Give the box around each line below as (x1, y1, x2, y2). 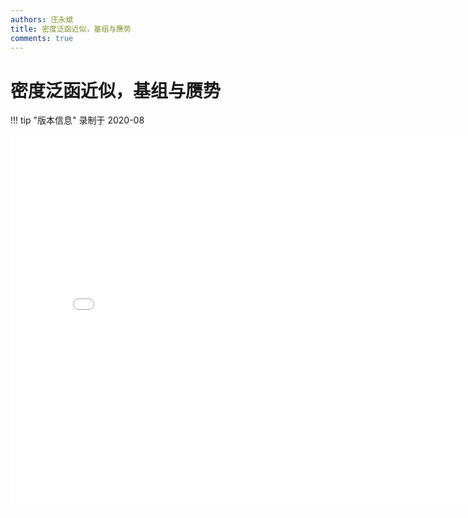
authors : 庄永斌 (10, 14, 74, 25)
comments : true (10, 33, 74, 43)
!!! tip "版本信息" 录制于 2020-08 (10, 114, 145, 126)
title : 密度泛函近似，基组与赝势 (10, 24, 132, 34)
